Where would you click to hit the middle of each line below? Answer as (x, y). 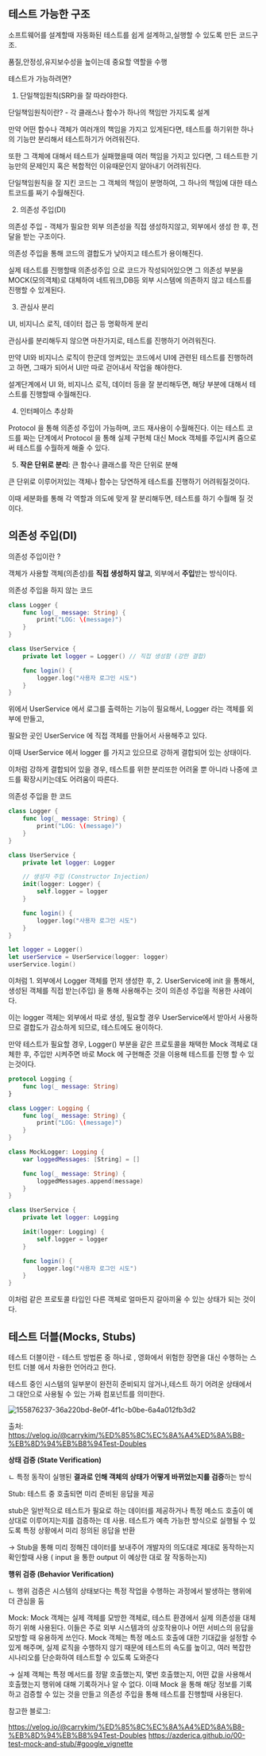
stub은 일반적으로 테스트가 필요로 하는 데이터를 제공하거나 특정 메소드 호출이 (127, 1510)
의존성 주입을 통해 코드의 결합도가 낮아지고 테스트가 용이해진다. (106, 253)
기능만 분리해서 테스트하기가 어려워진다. (78, 139)
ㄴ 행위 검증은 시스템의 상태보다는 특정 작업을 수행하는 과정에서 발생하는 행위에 (130, 1591)
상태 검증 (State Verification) (55, 1460)
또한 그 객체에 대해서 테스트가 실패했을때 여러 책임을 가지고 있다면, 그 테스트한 (129, 156)
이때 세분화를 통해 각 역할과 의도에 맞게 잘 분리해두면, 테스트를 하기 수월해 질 (127, 498)
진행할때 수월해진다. (60, 394)
